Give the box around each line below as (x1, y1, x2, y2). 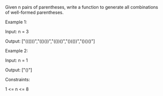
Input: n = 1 (5, 57, 28, 63)
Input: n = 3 (5, 29, 29, 34)
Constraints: (5, 77, 30, 82)
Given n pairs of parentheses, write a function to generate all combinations (5, 4, 158, 10)
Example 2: (5, 48, 28, 53)
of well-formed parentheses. (5, 9, 64, 15)
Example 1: (5, 19, 27, 25)
